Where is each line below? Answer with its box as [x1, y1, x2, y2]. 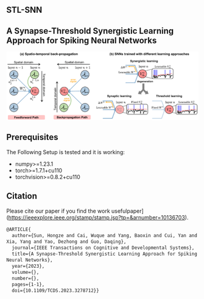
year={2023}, [12, 263, 45, 269]
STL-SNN [6, 5, 43, 15]
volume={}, [12, 269, 40, 275]
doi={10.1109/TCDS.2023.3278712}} [12, 287, 99, 293]
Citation [6, 191, 38, 201]
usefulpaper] [111, 207, 144, 215]
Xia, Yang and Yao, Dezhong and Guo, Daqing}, [6, 238, 127, 245]
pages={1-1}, [12, 281, 45, 287]
